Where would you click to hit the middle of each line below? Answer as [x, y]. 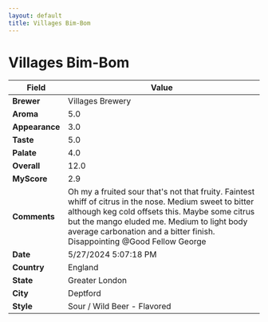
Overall [26, 166]
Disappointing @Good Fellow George [137, 241]
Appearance [36, 127]
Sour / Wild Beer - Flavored [119, 306]
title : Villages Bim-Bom [49, 23]
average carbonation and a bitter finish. [141, 232]
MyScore [30, 179]
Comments [34, 217]
